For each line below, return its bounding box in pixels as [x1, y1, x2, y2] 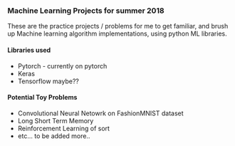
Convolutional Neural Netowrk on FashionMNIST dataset [17, 109, 184, 118]
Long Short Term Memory [17, 116, 94, 125]
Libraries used [7, 46, 51, 54]
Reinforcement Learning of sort [17, 124, 110, 132]
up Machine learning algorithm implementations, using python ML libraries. [7, 29, 227, 38]
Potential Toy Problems [7, 93, 78, 102]
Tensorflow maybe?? [17, 77, 80, 85]
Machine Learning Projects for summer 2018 [7, 6, 165, 16]
